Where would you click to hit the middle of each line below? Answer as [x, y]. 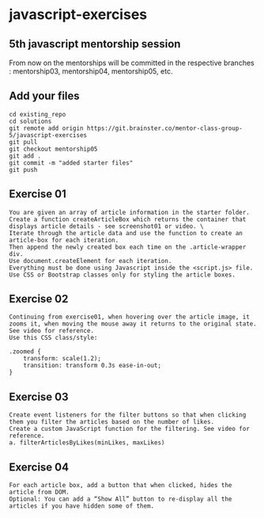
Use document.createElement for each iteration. [91, 261]
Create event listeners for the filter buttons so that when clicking [128, 415]
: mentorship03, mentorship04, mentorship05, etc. [91, 71]
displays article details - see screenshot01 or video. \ [106, 226]
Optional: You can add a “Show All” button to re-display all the [121, 499]
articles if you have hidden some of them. [82, 506]
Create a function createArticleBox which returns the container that [128, 219]
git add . [25, 156]
